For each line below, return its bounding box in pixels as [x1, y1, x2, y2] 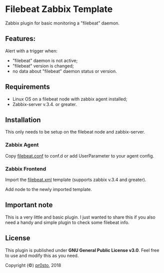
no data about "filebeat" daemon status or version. [12, 68, 117, 74]
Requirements [5, 82, 50, 91]
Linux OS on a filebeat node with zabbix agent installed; [12, 96, 127, 102]
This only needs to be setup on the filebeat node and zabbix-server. [5, 129, 145, 135]
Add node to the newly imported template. [5, 186, 92, 192]
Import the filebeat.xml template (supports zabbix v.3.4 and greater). [5, 176, 146, 182]
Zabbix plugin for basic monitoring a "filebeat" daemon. [5, 20, 120, 26]
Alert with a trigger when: [5, 47, 57, 53]
